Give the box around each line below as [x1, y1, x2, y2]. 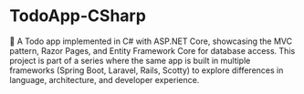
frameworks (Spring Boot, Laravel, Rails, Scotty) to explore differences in [9, 65, 284, 76]
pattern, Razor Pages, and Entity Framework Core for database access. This [9, 45, 296, 56]
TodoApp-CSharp [9, 5, 146, 26]
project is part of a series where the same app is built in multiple [9, 55, 251, 66]
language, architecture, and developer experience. [9, 74, 200, 85]
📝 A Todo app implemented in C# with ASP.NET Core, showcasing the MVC [9, 36, 293, 47]
